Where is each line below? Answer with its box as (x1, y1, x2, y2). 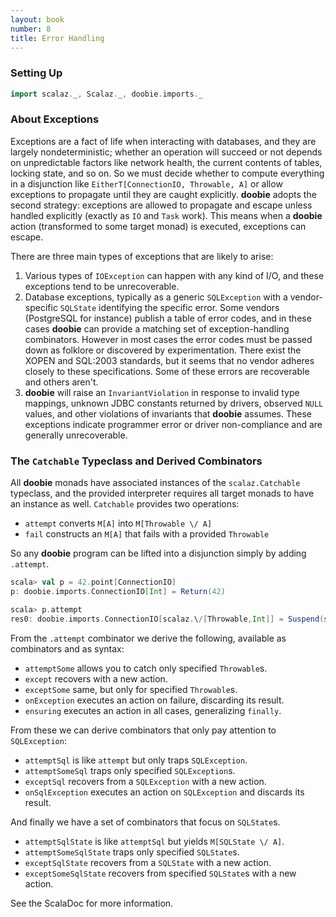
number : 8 (10, 24, 52, 34)
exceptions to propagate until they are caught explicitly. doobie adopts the (10, 188, 317, 200)
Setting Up (10, 66, 63, 80)
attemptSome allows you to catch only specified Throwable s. (24, 662, 268, 674)
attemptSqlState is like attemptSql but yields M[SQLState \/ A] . (24, 835, 285, 847)
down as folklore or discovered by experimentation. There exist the (24, 344, 302, 356)
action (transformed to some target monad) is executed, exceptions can (10, 220, 307, 232)
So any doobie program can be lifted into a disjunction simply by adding (10, 547, 307, 560)
